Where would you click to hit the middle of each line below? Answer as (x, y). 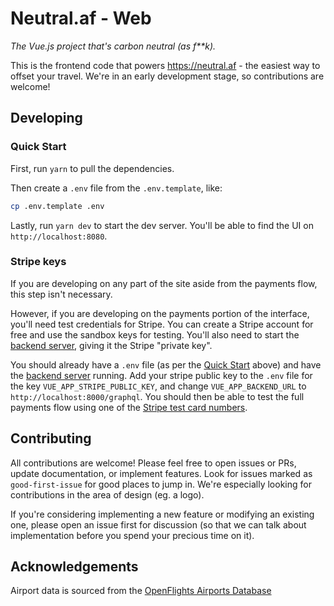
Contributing (51, 438)
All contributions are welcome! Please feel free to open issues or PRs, (153, 463)
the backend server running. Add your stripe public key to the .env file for (161, 375)
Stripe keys (38, 262)
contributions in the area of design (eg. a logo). (107, 494)
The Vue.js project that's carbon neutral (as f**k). (113, 46)
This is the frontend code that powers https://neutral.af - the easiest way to (165, 65)
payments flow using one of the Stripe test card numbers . (129, 407)
